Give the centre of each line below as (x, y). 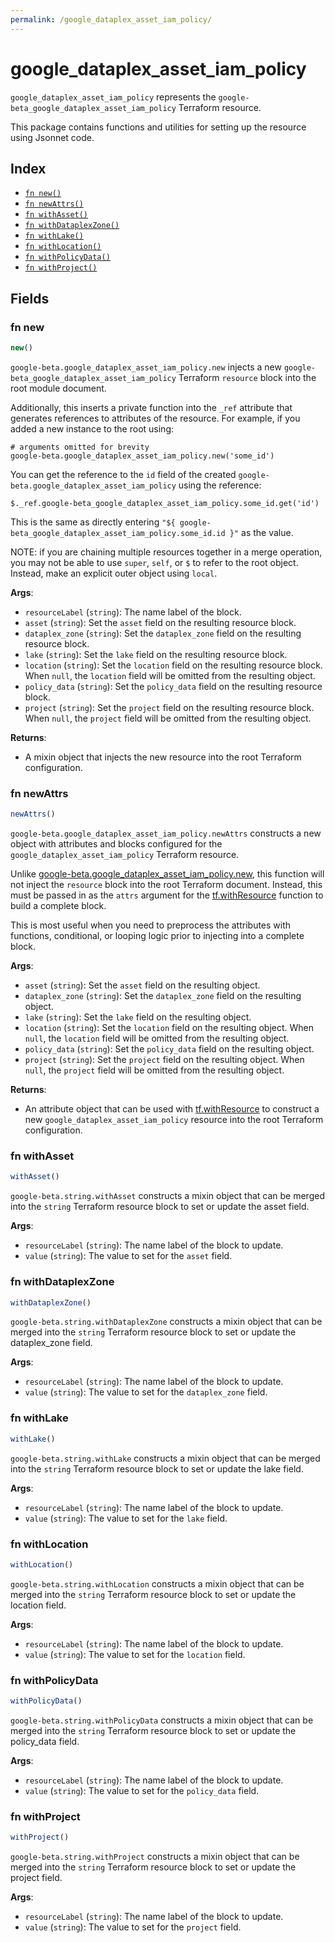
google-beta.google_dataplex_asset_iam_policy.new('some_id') (142, 456)
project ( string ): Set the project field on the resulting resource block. (169, 707)
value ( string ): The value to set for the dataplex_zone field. (146, 1392)
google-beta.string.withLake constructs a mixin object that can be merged (165, 1458)
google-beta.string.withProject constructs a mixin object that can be (155, 1857)
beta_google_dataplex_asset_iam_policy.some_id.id (118, 533)
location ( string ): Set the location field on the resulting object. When (169, 1028)
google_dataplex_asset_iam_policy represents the (113, 97)
